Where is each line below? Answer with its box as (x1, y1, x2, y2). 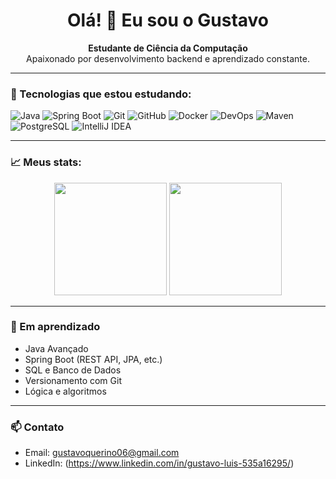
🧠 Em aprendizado (10, 320, 101, 334)
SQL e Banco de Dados (24, 364, 122, 376)
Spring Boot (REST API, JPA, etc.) (24, 353, 163, 365)
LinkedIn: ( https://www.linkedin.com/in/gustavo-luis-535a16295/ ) (24, 457, 295, 469)
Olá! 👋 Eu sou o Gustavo (66, 9, 270, 32)
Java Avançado (24, 342, 89, 354)
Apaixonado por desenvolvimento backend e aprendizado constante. (26, 52, 310, 64)
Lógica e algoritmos (24, 385, 107, 397)
